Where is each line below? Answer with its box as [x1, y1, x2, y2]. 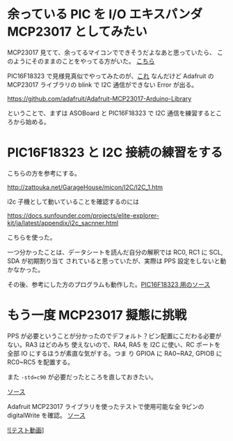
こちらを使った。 [7, 233, 56, 241]
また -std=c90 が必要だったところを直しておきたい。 [7, 373, 158, 381]
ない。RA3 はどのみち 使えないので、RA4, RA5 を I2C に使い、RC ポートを [7, 340, 221, 349]
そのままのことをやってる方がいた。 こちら [31, 57, 155, 65]
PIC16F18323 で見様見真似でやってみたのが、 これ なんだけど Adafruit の [7, 71, 214, 80]
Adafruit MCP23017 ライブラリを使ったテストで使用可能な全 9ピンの [7, 402, 204, 410]
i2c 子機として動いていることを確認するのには [7, 197, 140, 206]
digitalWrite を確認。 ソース [7, 411, 86, 419]
